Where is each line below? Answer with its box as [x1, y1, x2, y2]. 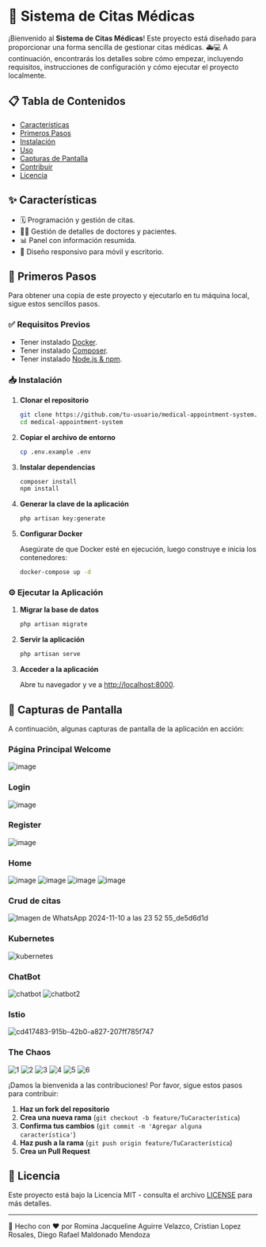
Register [8, 820, 42, 831]
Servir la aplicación [19, 635, 85, 644]
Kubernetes [8, 933, 55, 944]
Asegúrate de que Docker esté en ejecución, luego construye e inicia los [19, 544, 257, 554]
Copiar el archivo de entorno [19, 432, 116, 442]
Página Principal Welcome [8, 743, 112, 755]
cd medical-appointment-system [19, 418, 123, 426]
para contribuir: [8, 1088, 59, 1098]
